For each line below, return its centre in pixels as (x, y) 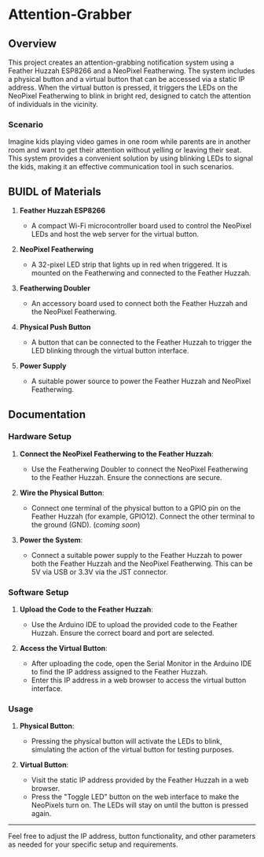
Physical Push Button (55, 327)
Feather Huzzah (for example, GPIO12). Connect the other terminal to (143, 516)
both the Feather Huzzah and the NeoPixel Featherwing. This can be (142, 563)
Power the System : (51, 540)
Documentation (47, 414)
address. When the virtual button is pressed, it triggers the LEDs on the (123, 87)
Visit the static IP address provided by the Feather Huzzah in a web (140, 780)
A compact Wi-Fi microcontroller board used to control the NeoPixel (141, 226)
